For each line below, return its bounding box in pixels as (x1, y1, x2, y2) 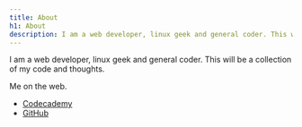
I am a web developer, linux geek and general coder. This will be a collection (9, 55, 292, 65)
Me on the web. (9, 81, 67, 92)
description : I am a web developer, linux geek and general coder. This (9, 30, 288, 38)
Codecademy (22, 98, 73, 109)
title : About (9, 13, 58, 22)
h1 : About (9, 21, 47, 30)
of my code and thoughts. (9, 63, 105, 74)
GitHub (22, 108, 49, 119)
